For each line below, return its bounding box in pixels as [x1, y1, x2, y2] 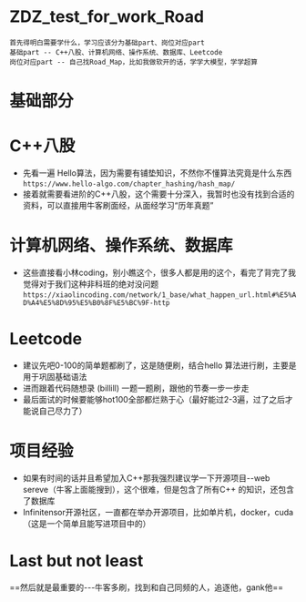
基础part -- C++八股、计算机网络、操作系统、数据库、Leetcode [9, 47, 223, 56]
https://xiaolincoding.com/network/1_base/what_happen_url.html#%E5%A [22, 291, 297, 300]
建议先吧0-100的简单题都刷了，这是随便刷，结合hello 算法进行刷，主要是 [22, 360, 297, 371]
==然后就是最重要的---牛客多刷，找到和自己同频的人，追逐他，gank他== [9, 581, 284, 593]
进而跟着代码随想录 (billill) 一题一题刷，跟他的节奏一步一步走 [22, 383, 250, 393]
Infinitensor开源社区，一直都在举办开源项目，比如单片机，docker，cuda [22, 506, 294, 517]
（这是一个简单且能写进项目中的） [22, 517, 151, 529]
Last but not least [9, 551, 144, 571]
